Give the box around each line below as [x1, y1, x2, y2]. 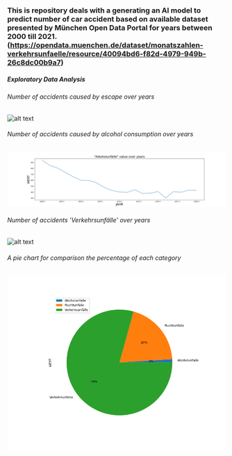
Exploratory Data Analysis [7, 75, 85, 83]
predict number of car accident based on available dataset [7, 14, 208, 24]
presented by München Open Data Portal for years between [7, 23, 213, 33]
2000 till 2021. [7, 31, 58, 41]
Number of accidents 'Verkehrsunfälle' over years [7, 216, 151, 225]
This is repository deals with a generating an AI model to [7, 6, 201, 15]
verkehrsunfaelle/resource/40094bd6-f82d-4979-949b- [7, 49, 206, 58]
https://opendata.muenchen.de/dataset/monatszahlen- [10, 40, 204, 50]
